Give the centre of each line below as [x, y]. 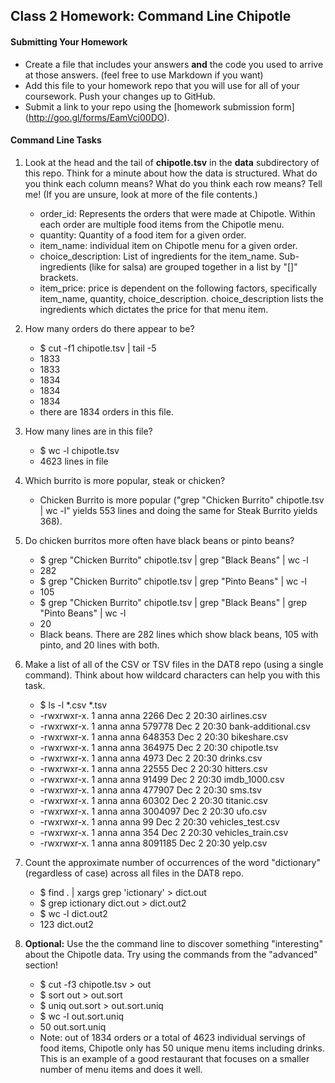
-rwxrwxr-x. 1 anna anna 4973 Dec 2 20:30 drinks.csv [151, 758]
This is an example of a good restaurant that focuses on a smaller [174, 1058]
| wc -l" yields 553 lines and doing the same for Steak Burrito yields [178, 510]
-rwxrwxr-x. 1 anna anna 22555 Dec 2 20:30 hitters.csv [153, 768]
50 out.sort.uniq [73, 1026]
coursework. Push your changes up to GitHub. [120, 96]
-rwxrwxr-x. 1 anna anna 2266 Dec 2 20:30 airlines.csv [153, 715]
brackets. [59, 277]
